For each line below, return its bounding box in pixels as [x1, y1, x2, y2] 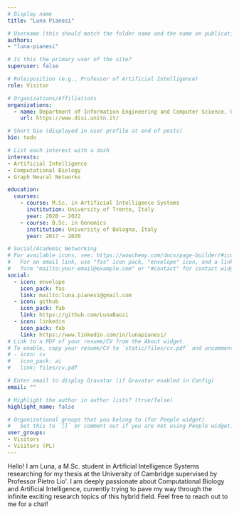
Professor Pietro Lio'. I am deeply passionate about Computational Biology [7, 477, 225, 486]
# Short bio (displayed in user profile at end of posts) [7, 127, 183, 135]
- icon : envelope [14, 278, 65, 285]
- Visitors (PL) [7, 442, 55, 449]
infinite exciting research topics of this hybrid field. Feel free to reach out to [7, 492, 228, 500]
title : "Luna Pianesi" [7, 17, 75, 24]
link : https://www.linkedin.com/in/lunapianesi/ [20, 331, 167, 338]
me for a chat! [7, 499, 48, 508]
